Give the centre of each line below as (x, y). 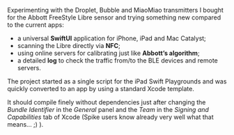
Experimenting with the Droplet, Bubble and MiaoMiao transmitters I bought (116, 10)
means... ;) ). (25, 124)
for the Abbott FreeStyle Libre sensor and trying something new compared (114, 17)
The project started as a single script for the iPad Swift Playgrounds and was (117, 81)
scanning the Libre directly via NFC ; (69, 46)
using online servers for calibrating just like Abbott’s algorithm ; (108, 53)
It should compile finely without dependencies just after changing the (107, 102)
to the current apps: (36, 25)
